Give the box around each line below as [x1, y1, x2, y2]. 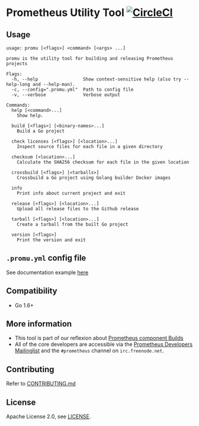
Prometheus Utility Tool [6, 6, 124, 20]
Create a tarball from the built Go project [17, 222, 129, 228]
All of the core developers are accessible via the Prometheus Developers [14, 341, 193, 348]
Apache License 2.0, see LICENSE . [6, 413, 91, 420]
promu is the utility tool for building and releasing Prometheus [6, 56, 174, 62]
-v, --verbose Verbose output [11, 92, 120, 98]
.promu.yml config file [6, 253, 86, 263]
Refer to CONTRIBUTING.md [6, 380, 76, 387]
